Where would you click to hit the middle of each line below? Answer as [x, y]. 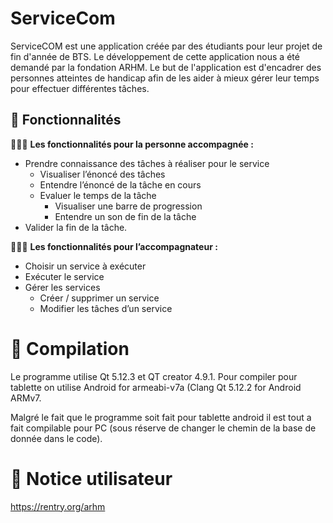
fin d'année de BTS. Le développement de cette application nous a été [155, 56]
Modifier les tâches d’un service [106, 308]
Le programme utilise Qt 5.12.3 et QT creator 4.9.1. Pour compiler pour [154, 376]
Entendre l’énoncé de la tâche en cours [120, 184]
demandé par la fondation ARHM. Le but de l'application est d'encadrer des [166, 67]
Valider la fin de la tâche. [76, 227]
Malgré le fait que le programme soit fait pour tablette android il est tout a [161, 417]
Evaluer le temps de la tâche [98, 195]
